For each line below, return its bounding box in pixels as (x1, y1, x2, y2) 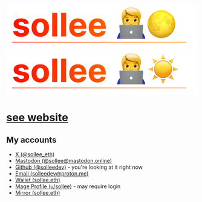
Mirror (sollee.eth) (15, 189, 60, 197)
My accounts (6, 134, 57, 145)
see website (6, 111, 68, 125)
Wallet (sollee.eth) (15, 177, 60, 184)
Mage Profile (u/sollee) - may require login (15, 183, 121, 190)
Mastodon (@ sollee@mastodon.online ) (15, 157, 112, 165)
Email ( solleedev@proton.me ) (15, 170, 89, 177)
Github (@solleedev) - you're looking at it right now (15, 163, 143, 171)
